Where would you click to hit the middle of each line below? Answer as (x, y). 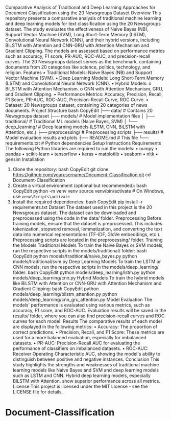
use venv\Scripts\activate (41, 196)
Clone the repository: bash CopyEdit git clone (60, 169)
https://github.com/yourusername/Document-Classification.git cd (82, 175)
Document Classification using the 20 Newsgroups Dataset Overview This (83, 13)
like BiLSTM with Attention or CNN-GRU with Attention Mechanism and (87, 283)
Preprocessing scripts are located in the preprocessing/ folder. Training (88, 240)
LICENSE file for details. (38, 392)
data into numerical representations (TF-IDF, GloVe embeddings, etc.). (87, 234)
